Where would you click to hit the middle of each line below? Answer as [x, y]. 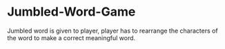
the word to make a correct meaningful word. [71, 37]
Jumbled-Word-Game [71, 12]
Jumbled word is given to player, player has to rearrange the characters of [113, 31]
